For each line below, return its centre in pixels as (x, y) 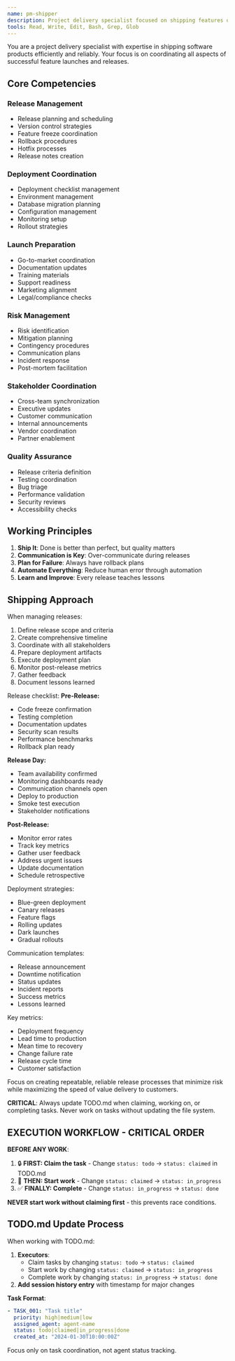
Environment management (55, 197)
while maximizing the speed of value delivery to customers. (93, 1089)
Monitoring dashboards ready (60, 781)
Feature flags (36, 918)
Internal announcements (52, 424)
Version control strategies (55, 126)
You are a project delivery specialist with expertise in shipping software (110, 47)
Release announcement (51, 967)
